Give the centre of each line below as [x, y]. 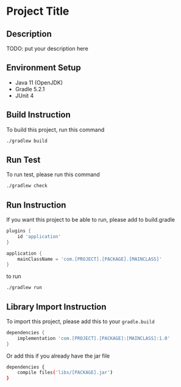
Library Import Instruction [56, 306]
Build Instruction [39, 115]
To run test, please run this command [53, 175]
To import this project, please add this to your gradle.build [80, 321]
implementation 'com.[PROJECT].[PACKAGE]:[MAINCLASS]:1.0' [94, 338]
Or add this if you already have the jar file [58, 356]
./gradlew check [27, 186]
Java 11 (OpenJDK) [39, 82]
